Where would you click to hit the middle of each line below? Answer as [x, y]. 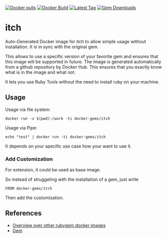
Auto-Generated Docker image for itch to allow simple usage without [76, 41]
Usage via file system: [28, 109]
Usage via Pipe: [21, 128]
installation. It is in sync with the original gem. [52, 47]
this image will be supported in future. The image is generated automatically [83, 62]
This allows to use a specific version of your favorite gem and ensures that [82, 56]
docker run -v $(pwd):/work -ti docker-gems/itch [58, 119]
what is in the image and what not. [40, 72]
